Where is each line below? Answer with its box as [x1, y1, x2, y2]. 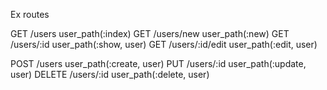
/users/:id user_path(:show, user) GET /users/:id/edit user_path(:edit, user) [10, 39, 318, 50]
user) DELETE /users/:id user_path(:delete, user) [10, 69, 210, 80]
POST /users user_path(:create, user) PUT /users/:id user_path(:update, [10, 58, 307, 69]
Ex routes [10, 9, 50, 20]
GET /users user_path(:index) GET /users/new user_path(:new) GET [10, 28, 290, 39]
